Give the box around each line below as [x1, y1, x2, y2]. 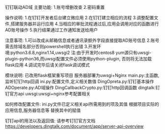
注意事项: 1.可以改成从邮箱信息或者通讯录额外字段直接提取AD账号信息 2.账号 [5, 37, 160, 43]
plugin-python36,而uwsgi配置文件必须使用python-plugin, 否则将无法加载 [5, 56, 152, 61]
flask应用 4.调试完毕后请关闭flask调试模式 [5, 62, 90, 68]
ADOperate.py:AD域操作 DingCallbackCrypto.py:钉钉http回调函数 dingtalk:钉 [5, 85, 160, 90]
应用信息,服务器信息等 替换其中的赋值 [5, 107, 81, 113]
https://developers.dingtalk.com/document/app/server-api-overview [5, 123, 144, 129]
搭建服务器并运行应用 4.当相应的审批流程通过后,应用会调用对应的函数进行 [10, 21, 159, 27]
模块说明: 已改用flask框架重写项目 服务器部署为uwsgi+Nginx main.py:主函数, [5, 73, 160, 78]
